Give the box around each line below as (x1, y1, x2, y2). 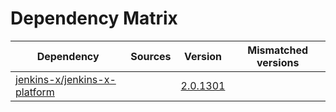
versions (256, 55, 300, 69)
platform (15, 85, 55, 99)
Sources (130, 49, 172, 63)
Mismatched (247, 43, 309, 57)
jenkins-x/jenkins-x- (15, 72, 117, 86)
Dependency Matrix (10, 7, 178, 30)
